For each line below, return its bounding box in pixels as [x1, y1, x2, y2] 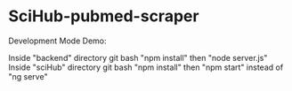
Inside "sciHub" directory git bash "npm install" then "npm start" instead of [8, 62, 284, 72]
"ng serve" [8, 71, 48, 81]
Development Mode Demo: [8, 35, 107, 46]
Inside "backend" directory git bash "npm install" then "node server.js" [8, 52, 268, 63]
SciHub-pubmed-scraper [8, 6, 199, 27]
